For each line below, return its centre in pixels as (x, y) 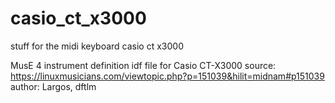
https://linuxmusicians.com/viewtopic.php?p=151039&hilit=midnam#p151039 (167, 76)
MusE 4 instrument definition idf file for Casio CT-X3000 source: (143, 65)
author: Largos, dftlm (53, 86)
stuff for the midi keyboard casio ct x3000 (97, 46)
